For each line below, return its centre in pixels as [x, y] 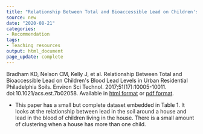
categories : [21, 29]
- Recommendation [28, 34]
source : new [21, 18]
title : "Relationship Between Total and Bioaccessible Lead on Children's [102, 12]
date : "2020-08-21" [31, 23]
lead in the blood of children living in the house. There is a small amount [105, 118]
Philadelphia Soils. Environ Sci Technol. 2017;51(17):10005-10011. [86, 87]
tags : [13, 40]
